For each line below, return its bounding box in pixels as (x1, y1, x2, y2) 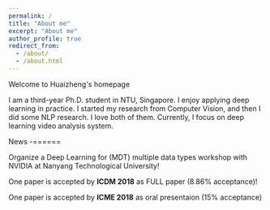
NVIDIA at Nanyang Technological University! (8, 161, 160, 170)
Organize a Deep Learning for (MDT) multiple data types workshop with (8, 152, 248, 162)
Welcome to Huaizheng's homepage (8, 79, 131, 89)
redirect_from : (8, 42, 60, 50)
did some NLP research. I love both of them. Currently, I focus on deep (8, 112, 245, 122)
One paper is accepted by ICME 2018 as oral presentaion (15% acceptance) (8, 192, 263, 202)
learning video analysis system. (8, 121, 114, 131)
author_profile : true (8, 34, 82, 43)
